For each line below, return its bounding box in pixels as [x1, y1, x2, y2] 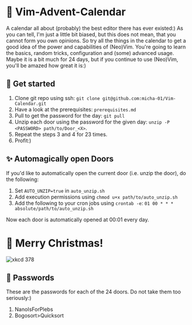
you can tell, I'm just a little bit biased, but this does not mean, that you [6, 30, 176, 37]
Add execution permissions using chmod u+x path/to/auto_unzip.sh [14, 193, 178, 200]
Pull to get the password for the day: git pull [14, 112, 125, 119]
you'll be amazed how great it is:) [6, 61, 86, 69]
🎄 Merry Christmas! [6, 237, 104, 249]
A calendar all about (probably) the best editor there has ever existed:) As [6, 25, 183, 32]
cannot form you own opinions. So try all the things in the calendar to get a [6, 37, 186, 44]
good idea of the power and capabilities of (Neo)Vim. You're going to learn [6, 43, 186, 50]
